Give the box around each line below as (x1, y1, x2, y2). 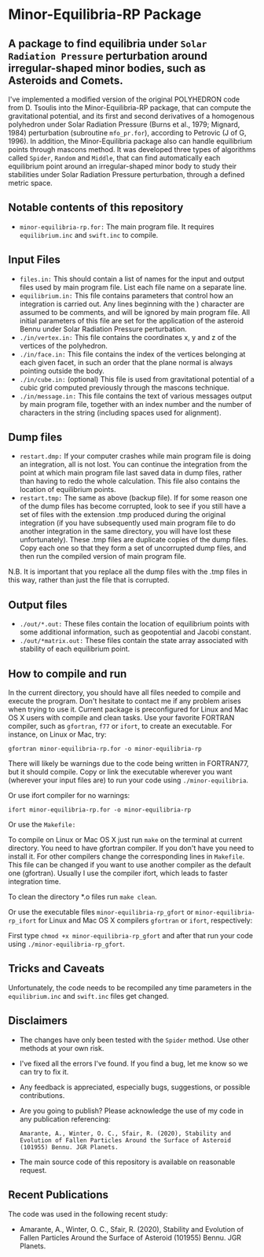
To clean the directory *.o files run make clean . (8, 892, 157, 902)
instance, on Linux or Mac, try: (8, 730, 108, 739)
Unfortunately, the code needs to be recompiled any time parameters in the (8, 982, 252, 993)
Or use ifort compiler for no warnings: (8, 791, 130, 800)
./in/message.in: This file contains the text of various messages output (19, 391, 253, 401)
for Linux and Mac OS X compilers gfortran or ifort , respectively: (38, 915, 253, 926)
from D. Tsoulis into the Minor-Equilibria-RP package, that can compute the (8, 103, 251, 112)
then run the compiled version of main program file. (19, 552, 187, 561)
